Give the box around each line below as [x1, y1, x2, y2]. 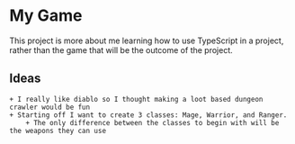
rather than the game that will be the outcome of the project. [9, 44, 234, 55]
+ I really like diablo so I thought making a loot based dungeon [9, 94, 264, 103]
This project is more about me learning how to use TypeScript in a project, [9, 35, 284, 46]
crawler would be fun [9, 103, 91, 112]
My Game [9, 5, 83, 26]
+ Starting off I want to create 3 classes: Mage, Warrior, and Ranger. [9, 110, 288, 120]
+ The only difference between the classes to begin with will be [25, 118, 280, 127]
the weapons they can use [9, 126, 106, 135]
